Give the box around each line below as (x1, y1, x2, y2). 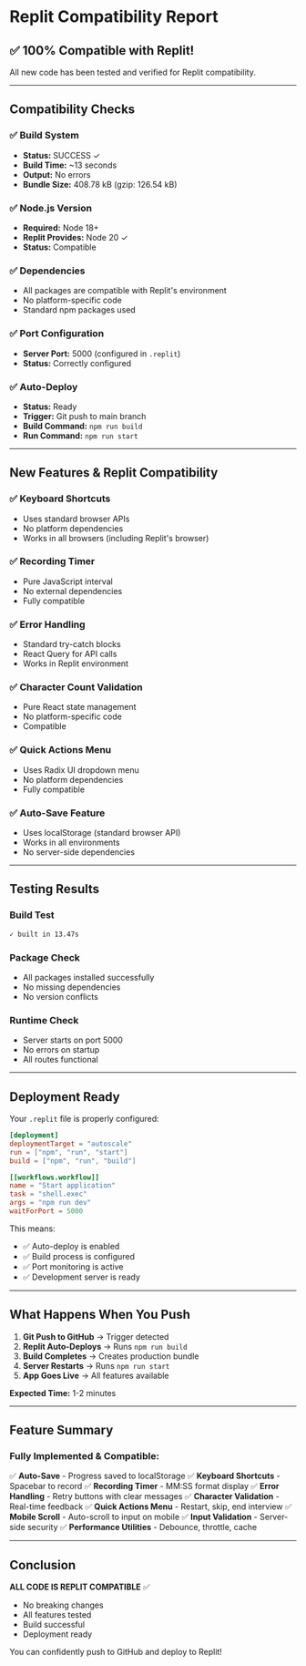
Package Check (9, 951, 80, 963)
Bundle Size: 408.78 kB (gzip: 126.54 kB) (22, 179, 178, 190)
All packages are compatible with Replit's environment (22, 285, 228, 296)
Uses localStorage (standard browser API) (22, 828, 181, 838)
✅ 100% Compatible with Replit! (9, 43, 195, 58)
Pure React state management (22, 702, 137, 713)
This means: (9, 1223, 56, 1234)
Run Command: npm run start (22, 430, 138, 441)
